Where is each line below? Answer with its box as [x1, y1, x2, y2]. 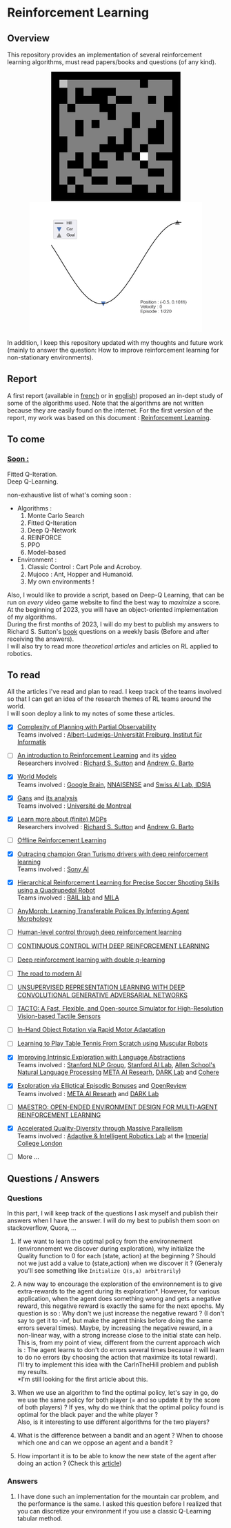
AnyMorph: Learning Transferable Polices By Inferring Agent [17, 906, 190, 915]
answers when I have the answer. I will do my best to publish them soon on [7, 1216, 220, 1225]
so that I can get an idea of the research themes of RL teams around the [7, 695, 212, 703]
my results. [17, 1368, 49, 1376]
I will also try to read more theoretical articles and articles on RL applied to [7, 642, 219, 650]
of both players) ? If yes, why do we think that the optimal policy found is [17, 1403, 224, 1411]
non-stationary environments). [7, 353, 94, 361]
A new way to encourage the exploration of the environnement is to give [17, 1280, 223, 1288]
